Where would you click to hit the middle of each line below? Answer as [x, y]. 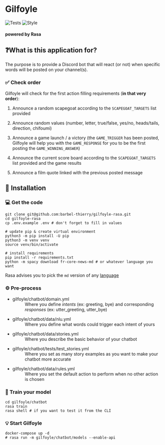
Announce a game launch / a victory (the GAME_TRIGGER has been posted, [85, 138]
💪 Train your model [28, 392]
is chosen [34, 379]
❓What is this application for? [51, 50]
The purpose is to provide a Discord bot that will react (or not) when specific [83, 65]
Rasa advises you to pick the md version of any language [62, 275]
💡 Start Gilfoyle [24, 423]
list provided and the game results [47, 163]
